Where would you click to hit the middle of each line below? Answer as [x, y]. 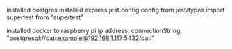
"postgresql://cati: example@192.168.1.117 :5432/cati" [81, 38]
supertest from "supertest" [45, 17]
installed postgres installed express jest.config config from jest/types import [116, 10]
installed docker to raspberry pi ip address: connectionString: [94, 31]
